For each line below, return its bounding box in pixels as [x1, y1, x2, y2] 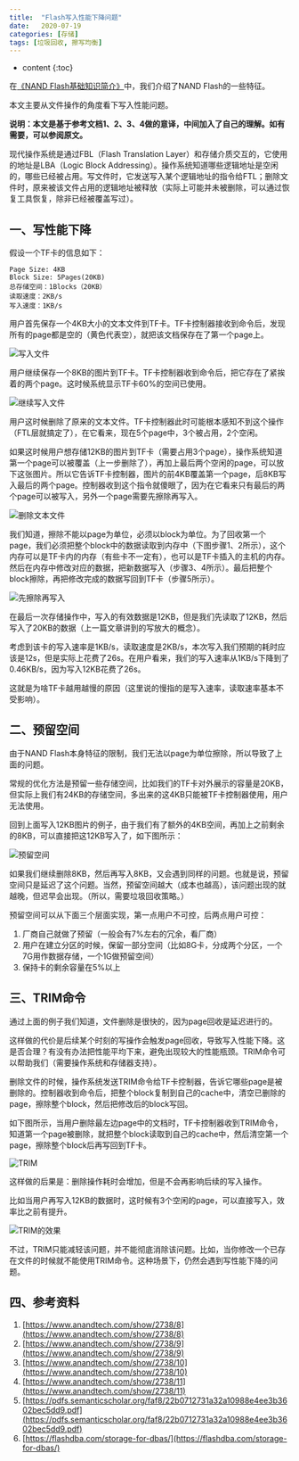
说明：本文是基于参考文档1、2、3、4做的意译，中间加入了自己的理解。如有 [9, 119, 286, 129]
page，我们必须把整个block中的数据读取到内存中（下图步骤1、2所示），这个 [9, 541, 287, 551]
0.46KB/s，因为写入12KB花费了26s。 [9, 664, 146, 674]
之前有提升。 [24, 1206, 72, 1217]
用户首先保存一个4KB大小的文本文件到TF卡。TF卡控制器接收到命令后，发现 [9, 318, 287, 329]
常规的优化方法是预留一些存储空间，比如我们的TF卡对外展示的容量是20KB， [9, 778, 289, 788]
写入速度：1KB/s [9, 301, 63, 310]
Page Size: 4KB [9, 265, 66, 275]
